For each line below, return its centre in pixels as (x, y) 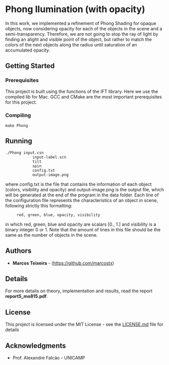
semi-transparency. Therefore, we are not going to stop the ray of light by (82, 34)
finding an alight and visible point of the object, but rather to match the (79, 39)
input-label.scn (49, 157)
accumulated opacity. (28, 50)
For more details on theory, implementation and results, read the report (79, 291)
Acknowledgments (36, 346)
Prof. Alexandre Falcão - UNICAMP (49, 357)
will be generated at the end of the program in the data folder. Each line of (82, 195)
